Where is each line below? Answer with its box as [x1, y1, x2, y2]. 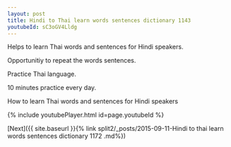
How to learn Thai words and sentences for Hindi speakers [7, 97, 179, 106]
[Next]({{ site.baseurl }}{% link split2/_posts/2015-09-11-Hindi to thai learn [7, 124, 224, 133]
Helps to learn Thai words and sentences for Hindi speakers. [7, 43, 184, 51]
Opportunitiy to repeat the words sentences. [7, 56, 136, 65]
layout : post [7, 10, 46, 18]
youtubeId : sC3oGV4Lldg [7, 23, 78, 30]
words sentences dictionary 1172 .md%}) [7, 132, 126, 141]
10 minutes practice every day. [7, 84, 97, 92]
